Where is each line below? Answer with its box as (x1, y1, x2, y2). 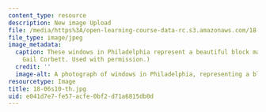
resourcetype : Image (8, 77, 77, 85)
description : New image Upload (8, 19, 112, 27)
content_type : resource (8, 11, 87, 20)
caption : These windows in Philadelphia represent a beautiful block (15, 48, 249, 56)
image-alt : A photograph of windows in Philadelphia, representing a (15, 70, 249, 78)
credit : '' (15, 63, 51, 71)
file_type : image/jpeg (8, 33, 83, 42)
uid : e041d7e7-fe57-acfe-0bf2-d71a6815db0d (8, 92, 154, 100)
